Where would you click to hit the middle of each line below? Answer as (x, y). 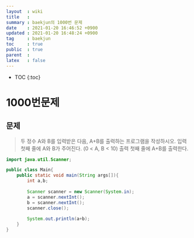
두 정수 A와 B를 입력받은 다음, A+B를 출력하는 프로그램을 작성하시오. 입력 (103, 141)
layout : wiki (25, 11)
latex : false (26, 60)
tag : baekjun (28, 39)
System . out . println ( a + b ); (59, 219)
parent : (18, 55)
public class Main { (30, 170)
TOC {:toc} (27, 77)
